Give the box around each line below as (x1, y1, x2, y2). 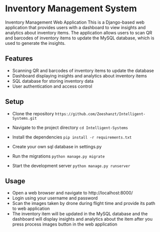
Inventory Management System (5, 3, 137, 14)
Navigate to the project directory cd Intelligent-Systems (12, 124, 128, 131)
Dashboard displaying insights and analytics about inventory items (12, 72, 147, 79)
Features (5, 55, 33, 63)
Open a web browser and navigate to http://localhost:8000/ (12, 190, 133, 196)
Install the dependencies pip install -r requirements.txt (12, 134, 132, 140)
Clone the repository (12, 110, 54, 116)
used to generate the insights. (5, 40, 66, 46)
